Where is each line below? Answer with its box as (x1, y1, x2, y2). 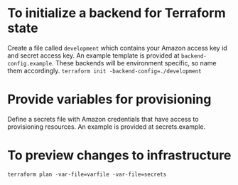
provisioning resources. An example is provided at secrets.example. (7, 122, 206, 131)
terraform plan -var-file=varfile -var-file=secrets (7, 171, 167, 178)
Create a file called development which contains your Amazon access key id (7, 43, 227, 52)
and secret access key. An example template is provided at (7, 51, 180, 60)
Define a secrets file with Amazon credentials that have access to (7, 115, 199, 123)
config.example (7, 60, 53, 67)
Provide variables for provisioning (7, 91, 212, 107)
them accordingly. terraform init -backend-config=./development (7, 66, 202, 75)
